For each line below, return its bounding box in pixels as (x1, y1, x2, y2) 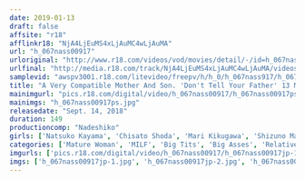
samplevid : (9, 73, 51, 82)
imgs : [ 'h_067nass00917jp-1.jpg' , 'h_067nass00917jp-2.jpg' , (9, 156, 246, 166)
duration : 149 (9, 115, 64, 124)
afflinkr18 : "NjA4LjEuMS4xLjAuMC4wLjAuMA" (9, 38, 172, 48)
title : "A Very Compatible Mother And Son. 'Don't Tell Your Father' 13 (9, 81, 290, 90)
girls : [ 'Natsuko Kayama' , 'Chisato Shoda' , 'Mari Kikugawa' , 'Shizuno (9, 132, 286, 141)
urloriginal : (9, 55, 59, 65)
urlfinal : (9, 65, 47, 74)
